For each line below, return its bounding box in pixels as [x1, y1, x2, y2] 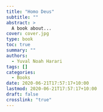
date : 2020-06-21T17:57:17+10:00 [6, 81, 89, 87]
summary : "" [6, 47, 36, 53]
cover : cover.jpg [6, 31, 49, 37]
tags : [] [6, 63, 28, 70]
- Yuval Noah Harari [11, 58, 63, 64]
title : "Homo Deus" [6, 8, 55, 15]
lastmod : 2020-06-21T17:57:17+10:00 [6, 86, 97, 92]
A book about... [11, 25, 52, 31]
